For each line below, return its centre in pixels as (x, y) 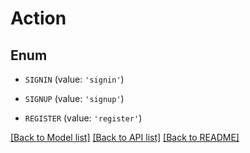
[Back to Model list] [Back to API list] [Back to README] (125, 137)
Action (38, 18)
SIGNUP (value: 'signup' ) (74, 98)
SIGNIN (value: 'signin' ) (74, 79)
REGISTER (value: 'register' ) (83, 118)
